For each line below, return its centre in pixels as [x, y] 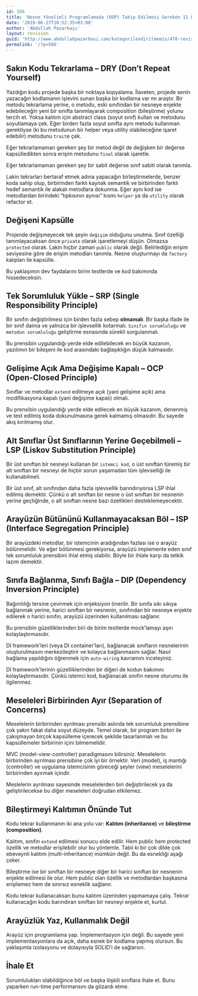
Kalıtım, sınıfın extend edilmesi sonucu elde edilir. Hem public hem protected [98, 841]
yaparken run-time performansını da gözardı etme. [67, 986]
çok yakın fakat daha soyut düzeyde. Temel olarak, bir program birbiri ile [94, 730]
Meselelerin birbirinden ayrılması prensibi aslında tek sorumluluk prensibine [98, 724]
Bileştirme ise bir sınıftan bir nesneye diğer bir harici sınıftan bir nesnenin [94, 872]
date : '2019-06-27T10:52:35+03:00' [50, 22]
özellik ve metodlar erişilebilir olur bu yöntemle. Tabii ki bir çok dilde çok [93, 848]
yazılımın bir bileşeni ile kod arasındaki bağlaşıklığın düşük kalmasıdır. [90, 350]
